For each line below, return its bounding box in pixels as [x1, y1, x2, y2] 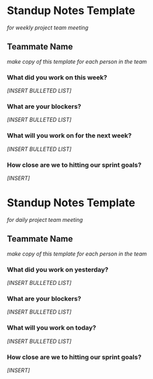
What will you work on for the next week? [7, 131, 132, 140]
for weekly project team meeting [7, 24, 89, 31]
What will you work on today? [7, 323, 96, 332]
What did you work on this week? [7, 73, 107, 81]
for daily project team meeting [7, 216, 83, 223]
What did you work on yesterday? [7, 265, 109, 274]
